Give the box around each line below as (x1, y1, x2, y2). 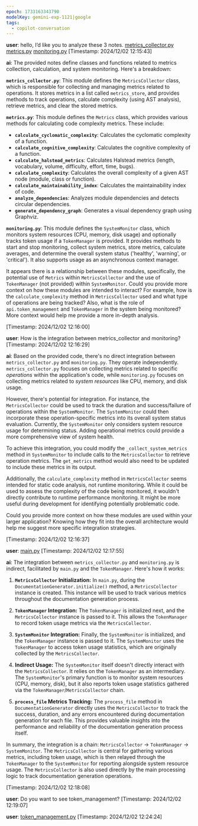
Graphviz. (14, 213, 39, 220)
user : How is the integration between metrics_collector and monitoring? (6, 335, 181, 342)
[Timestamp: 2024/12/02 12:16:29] (6, 341, 90, 348)
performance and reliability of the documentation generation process (14, 723, 183, 731)
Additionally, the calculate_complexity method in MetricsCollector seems (6, 475, 187, 482)
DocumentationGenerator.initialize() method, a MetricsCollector (14, 583, 177, 590)
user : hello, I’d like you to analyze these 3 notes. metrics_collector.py (6, 41, 174, 49)
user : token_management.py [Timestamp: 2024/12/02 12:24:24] (6, 813, 163, 821)
